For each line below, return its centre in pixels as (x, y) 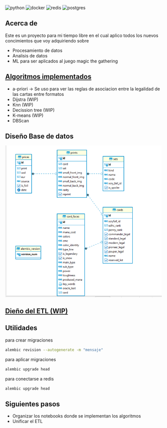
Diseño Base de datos (39, 137)
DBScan (21, 120)
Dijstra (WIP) (25, 99)
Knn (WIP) (23, 104)
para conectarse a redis (30, 379)
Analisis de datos (30, 55)
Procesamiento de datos (37, 50)
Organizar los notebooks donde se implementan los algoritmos (77, 416)
